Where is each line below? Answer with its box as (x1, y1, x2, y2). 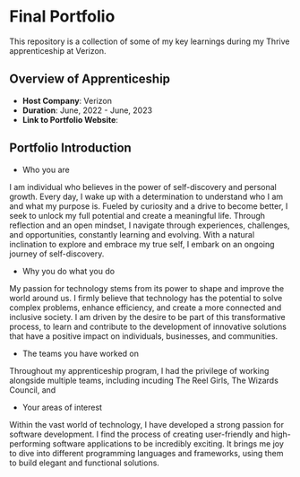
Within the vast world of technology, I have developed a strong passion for (9, 419, 285, 429)
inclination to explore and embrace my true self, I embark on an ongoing (9, 238, 275, 249)
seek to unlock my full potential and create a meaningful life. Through (9, 210, 266, 221)
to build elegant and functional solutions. (9, 457, 159, 468)
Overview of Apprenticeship (9, 72, 171, 87)
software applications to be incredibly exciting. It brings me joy (52, 438, 285, 449)
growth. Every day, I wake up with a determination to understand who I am (9, 191, 284, 202)
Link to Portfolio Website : (21, 114, 119, 125)
